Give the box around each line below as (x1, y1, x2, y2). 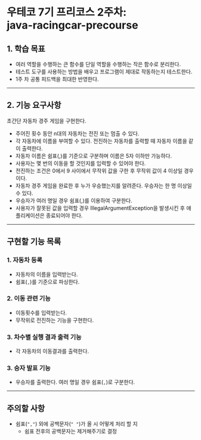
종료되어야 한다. (46, 212, 83, 219)
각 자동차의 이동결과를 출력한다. (15, 348, 89, 355)
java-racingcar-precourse (7, 18, 139, 32)
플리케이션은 (15, 212, 45, 219)
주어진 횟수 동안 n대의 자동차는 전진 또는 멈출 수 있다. (15, 129, 140, 137)
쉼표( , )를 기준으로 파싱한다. (15, 278, 80, 285)
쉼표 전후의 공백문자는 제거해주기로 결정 (24, 427, 117, 435)
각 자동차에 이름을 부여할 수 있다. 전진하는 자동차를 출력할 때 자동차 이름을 (15, 137, 187, 144)
